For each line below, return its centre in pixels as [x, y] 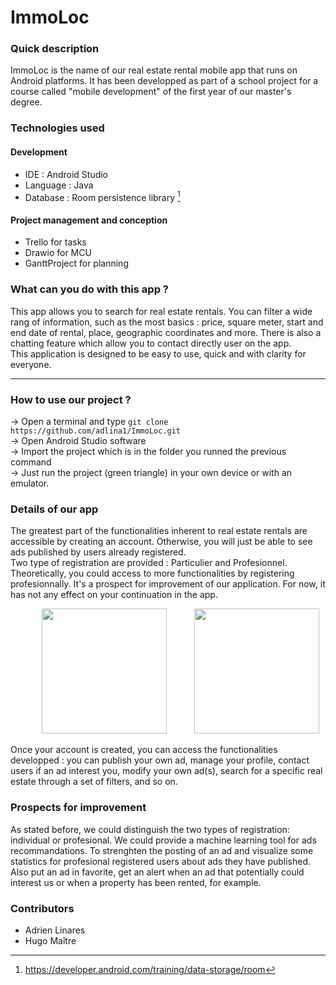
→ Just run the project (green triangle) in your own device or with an [151, 473]
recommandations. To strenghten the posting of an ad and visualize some [162, 850]
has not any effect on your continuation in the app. [114, 595]
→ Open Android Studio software [78, 441]
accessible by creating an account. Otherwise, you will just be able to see [161, 542]
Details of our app [54, 509]
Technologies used [57, 128]
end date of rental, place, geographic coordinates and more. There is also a [166, 332]
